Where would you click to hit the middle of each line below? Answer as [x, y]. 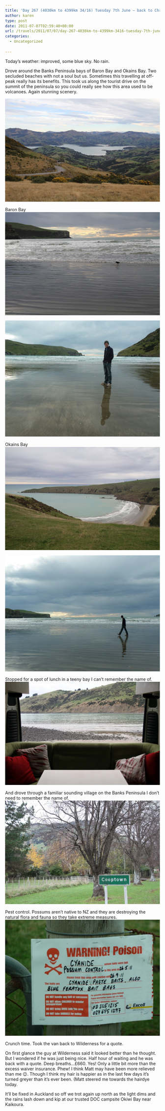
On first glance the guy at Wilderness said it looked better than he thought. [81, 1053]
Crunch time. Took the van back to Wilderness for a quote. [64, 1043]
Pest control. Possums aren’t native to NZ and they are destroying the [75, 912]
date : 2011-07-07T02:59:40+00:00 [39, 26]
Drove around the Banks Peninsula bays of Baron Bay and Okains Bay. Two [81, 71]
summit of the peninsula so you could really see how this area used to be [79, 86]
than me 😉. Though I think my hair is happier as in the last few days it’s [77, 1074]
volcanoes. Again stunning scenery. [41, 91]
